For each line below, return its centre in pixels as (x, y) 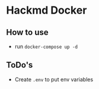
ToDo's (20, 65)
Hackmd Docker (47, 10)
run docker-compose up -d (46, 46)
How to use (27, 32)
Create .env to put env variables (54, 79)
